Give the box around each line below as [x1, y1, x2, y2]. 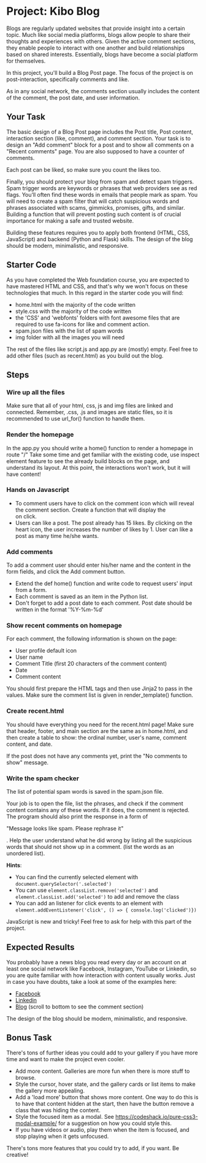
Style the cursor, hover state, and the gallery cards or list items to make [15, 1080, 196, 1088]
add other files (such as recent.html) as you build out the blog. [6, 351, 164, 359]
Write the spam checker [6, 774, 80, 783]
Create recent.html [6, 707, 64, 715]
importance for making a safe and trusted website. [6, 217, 134, 225]
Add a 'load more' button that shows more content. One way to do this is [15, 1093, 199, 1100]
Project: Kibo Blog [6, 4, 100, 18]
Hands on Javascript [6, 486, 69, 494]
